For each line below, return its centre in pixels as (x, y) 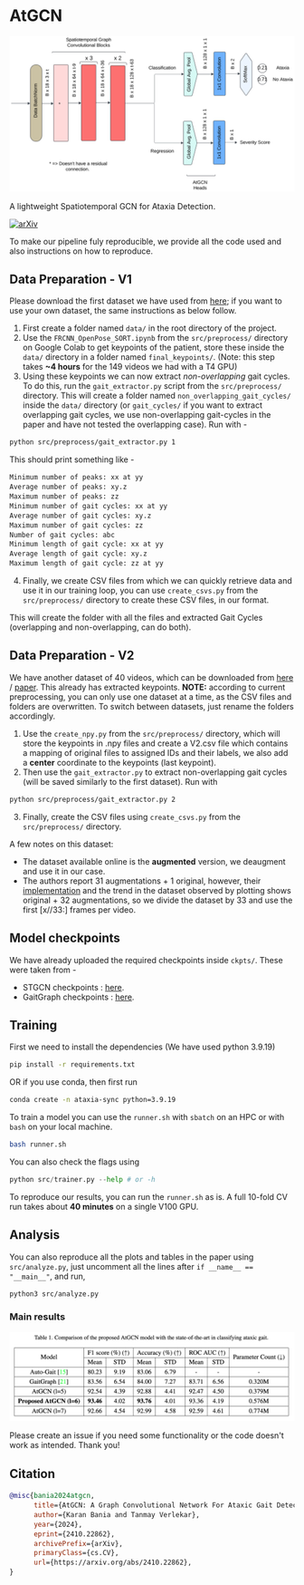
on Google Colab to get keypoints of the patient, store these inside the (153, 348)
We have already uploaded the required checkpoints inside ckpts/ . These (146, 960)
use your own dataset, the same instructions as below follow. (123, 311)
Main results (38, 1317)
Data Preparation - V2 (72, 656)
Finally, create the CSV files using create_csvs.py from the (132, 817)
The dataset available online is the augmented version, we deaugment (154, 861)
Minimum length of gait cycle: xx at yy (87, 545)
